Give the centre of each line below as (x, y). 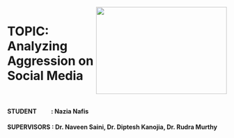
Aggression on (50, 61)
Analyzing (38, 46)
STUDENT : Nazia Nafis (48, 111)
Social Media (45, 76)
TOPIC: (28, 32)
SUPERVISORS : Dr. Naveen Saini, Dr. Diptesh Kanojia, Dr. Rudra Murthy (112, 127)
